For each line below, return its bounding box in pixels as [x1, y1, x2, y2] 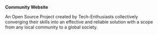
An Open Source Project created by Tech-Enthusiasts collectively [5, 14, 138, 19]
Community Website [5, 4, 48, 10]
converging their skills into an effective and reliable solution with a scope [5, 19, 153, 25]
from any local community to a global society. [5, 24, 98, 30]
